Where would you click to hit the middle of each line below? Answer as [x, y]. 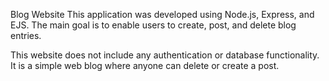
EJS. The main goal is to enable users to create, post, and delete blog [153, 25]
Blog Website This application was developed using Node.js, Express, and [162, 14]
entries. [26, 35]
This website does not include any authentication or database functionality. [165, 55]
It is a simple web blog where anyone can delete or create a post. [145, 65]
